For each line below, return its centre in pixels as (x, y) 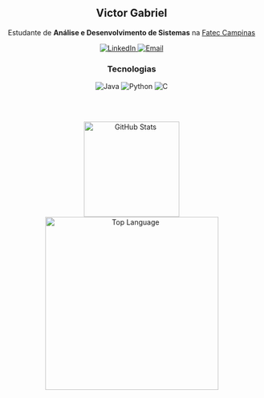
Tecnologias (132, 69)
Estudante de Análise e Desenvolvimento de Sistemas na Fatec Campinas (132, 32)
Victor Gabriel (132, 13)
